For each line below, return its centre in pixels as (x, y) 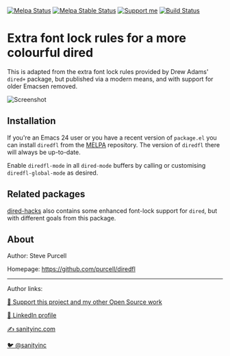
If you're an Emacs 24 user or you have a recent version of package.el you (112, 138)
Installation (31, 121)
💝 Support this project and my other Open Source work (85, 302)
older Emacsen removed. (42, 86)
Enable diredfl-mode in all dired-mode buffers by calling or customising (106, 165)
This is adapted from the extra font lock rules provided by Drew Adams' (108, 71)
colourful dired (50, 53)
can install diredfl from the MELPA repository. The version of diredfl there (114, 144)
